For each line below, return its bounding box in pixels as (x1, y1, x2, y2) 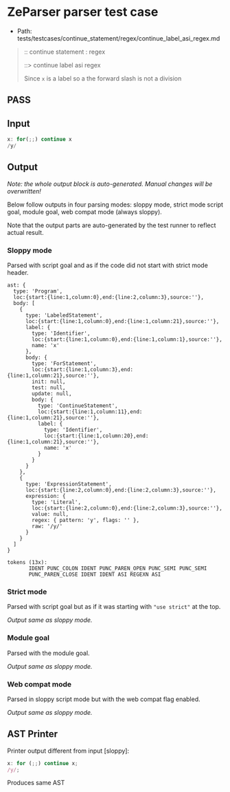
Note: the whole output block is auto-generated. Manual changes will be (7, 180, 213, 188)
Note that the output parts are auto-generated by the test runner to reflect (7, 221, 216, 229)
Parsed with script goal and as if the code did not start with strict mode (7, 261, 208, 269)
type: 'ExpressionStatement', (25, 481, 112, 488)
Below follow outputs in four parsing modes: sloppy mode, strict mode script (7, 200, 224, 209)
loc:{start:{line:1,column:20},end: (43, 433, 149, 439)
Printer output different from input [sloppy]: (7, 747, 129, 755)
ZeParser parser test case (7, 4, 159, 20)
